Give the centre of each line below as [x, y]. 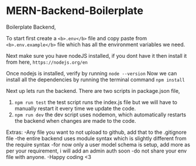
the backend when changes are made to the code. [75, 120]
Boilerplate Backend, [31, 27]
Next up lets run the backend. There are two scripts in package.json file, [93, 91]
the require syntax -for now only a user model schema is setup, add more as [98, 144]
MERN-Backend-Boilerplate [75, 11]
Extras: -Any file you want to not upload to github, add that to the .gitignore [97, 132]
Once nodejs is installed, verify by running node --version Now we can [92, 73]
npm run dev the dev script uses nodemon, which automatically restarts [100, 115]
